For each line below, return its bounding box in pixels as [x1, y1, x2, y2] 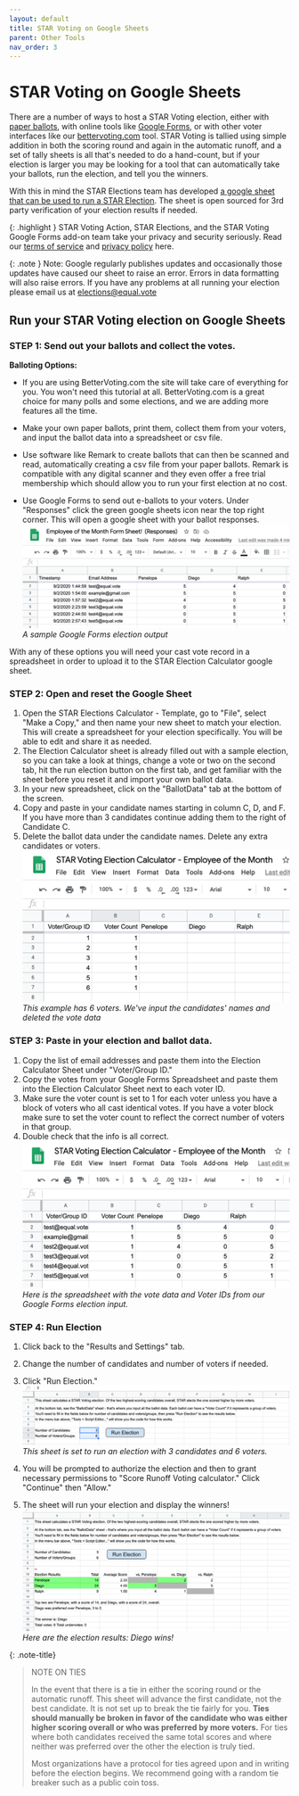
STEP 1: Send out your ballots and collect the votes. [9, 339, 236, 352]
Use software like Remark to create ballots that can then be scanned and [21, 449, 289, 459]
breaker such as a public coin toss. [30, 1776, 159, 1788]
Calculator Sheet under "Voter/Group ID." [21, 1064, 174, 1075]
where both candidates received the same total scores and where [30, 1731, 272, 1742]
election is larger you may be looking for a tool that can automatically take [9, 159, 280, 170]
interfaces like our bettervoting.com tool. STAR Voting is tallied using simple [9, 130, 287, 142]
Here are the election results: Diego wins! [21, 1632, 174, 1643]
